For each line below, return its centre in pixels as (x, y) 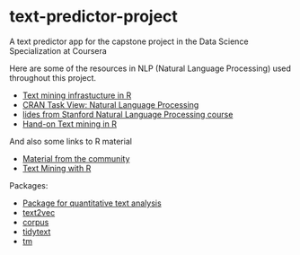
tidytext (36, 232)
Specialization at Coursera (58, 50)
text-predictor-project (93, 17)
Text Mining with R (57, 168)
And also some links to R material (71, 141)
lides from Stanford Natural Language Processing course (128, 114)
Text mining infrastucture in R (77, 95)
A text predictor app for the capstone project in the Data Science (129, 41)
